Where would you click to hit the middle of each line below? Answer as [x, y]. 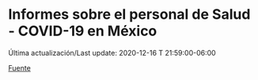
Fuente [20, 67]
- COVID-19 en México [83, 31]
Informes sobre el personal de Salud [129, 15]
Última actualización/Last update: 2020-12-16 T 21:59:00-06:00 [112, 53]
